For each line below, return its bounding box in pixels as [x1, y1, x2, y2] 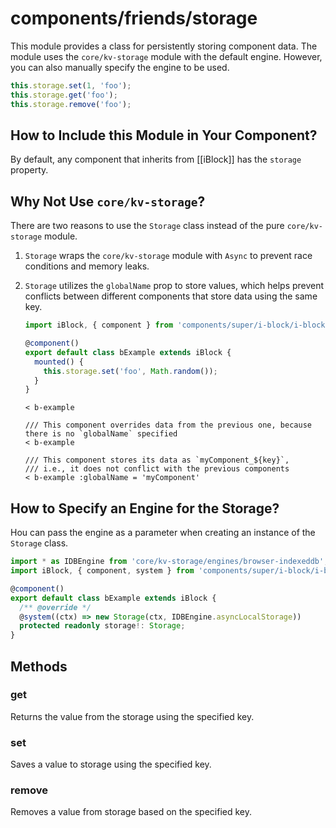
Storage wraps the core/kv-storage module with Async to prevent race [24, 250, 313, 262]
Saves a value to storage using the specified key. [10, 758, 212, 771]
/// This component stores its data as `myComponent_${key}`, [24, 455, 290, 466]
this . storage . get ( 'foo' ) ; [10, 90, 118, 100]
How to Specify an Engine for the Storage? [10, 500, 280, 517]
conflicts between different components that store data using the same [24, 290, 318, 302]
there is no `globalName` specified [24, 429, 178, 439]
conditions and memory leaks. [24, 260, 150, 272]
